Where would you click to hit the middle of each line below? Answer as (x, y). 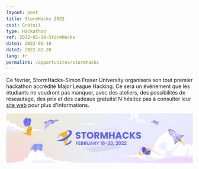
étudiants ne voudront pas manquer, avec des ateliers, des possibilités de (96, 92)
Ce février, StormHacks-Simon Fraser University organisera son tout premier (99, 80)
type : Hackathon (26, 31)
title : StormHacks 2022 (36, 19)
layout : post (22, 12)
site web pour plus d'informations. (48, 105)
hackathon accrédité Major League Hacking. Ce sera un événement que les (98, 86)
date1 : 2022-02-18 (29, 44)
